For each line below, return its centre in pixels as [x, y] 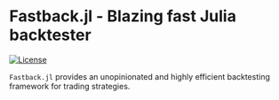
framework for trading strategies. [70, 86]
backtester [50, 35]
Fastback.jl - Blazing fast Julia [123, 16]
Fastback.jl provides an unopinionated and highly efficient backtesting [140, 76]
